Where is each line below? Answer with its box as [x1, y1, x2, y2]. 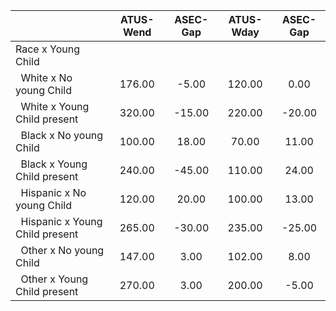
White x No [20, 71, 73, 84]
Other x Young [20, 272, 89, 286]
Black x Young [20, 157, 88, 171]
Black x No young [20, 129, 104, 142]
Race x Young [15, 42, 80, 56]
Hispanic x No [20, 186, 87, 199]
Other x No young [20, 244, 105, 257]
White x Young [20, 100, 90, 113]
